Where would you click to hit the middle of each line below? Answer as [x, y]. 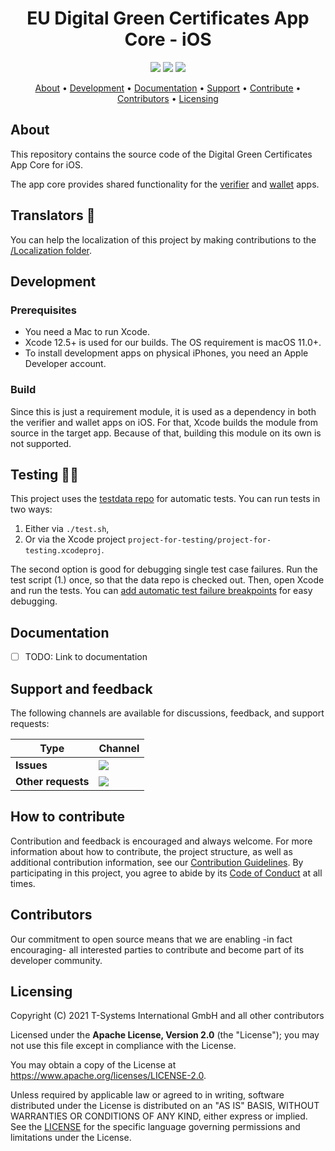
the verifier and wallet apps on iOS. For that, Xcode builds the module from [164, 422]
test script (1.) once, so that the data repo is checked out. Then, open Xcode [167, 580]
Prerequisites [43, 310]
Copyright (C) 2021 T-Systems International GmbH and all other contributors [167, 1016]
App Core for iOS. [46, 164]
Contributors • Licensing [168, 98]
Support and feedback [81, 688]
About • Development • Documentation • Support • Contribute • [168, 88]
